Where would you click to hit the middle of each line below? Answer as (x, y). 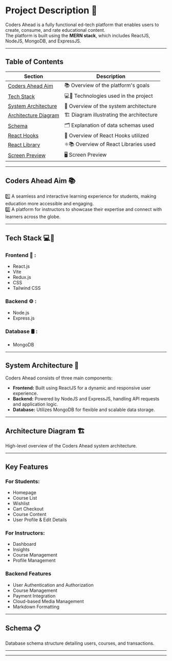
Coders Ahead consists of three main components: (59, 378)
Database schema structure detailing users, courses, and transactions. (80, 643)
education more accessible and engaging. (50, 203)
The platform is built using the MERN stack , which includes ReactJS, (78, 35)
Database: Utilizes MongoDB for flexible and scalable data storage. (84, 410)
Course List (25, 498)
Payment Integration (34, 595)
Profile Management (34, 561)
